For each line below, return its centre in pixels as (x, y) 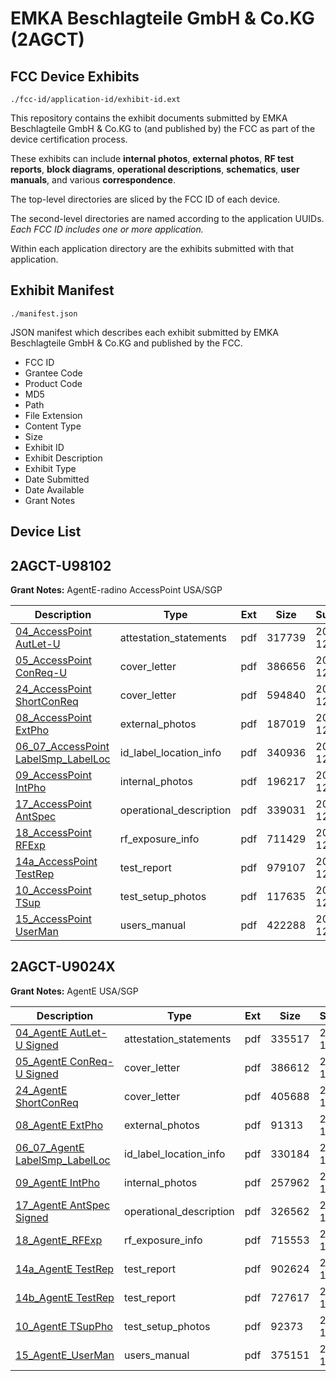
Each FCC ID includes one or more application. (107, 229)
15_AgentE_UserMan (65, 1355)
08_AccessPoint (53, 718)
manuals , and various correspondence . (93, 180)
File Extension (53, 415)
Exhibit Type (50, 468)
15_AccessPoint (53, 919)
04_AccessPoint (53, 632)
